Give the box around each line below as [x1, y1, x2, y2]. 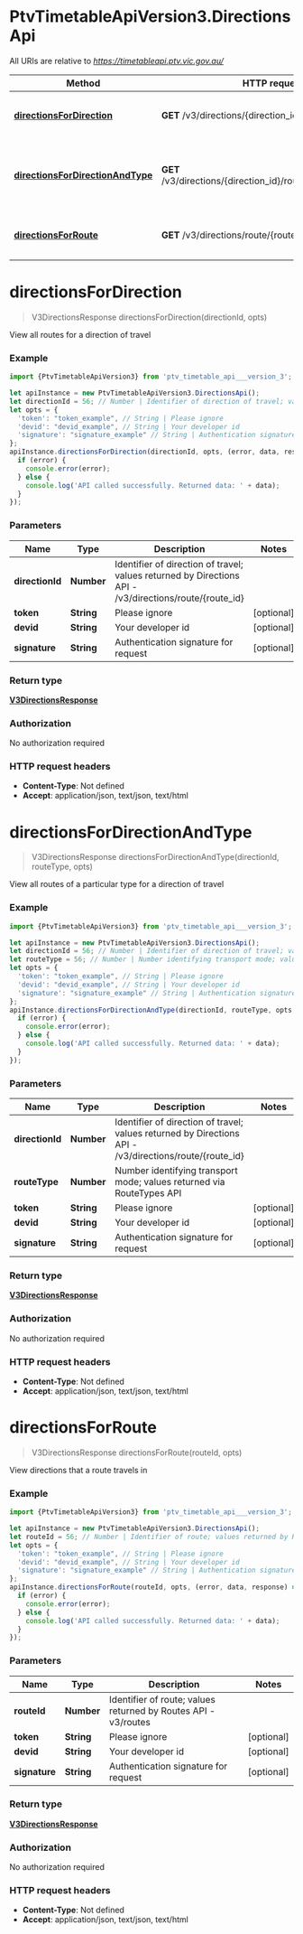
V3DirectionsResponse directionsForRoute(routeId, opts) [31, 1447, 243, 1458]
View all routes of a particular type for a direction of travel [9, 879, 225, 890]
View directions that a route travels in [9, 1464, 148, 1475]
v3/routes [109, 1715, 151, 1728]
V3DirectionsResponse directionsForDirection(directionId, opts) [31, 312, 268, 322]
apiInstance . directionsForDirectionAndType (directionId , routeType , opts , [9, 1005, 297, 1014]
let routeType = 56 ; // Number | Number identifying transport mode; [9, 955, 277, 964]
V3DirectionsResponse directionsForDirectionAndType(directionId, [31, 852, 280, 863]
